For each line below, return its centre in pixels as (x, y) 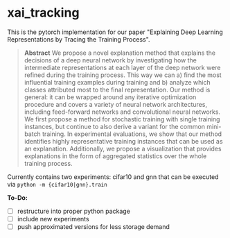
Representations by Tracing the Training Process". (79, 39)
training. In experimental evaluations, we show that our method (132, 134)
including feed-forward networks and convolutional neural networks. (122, 112)
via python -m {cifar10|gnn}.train (57, 184)
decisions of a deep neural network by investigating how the (110, 60)
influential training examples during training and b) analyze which (117, 82)
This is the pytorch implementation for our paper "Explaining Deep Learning (115, 32)
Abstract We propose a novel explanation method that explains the (120, 53)
